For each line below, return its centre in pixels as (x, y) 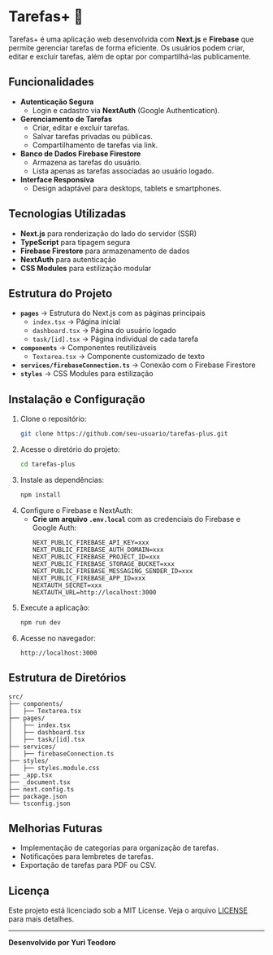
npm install (40, 495)
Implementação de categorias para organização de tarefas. (119, 848)
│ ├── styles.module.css (54, 768)
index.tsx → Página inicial (76, 322)
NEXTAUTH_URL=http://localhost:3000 (94, 592)
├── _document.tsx (39, 782)
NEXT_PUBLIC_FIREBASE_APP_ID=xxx (89, 578)
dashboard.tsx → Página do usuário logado (104, 331)
